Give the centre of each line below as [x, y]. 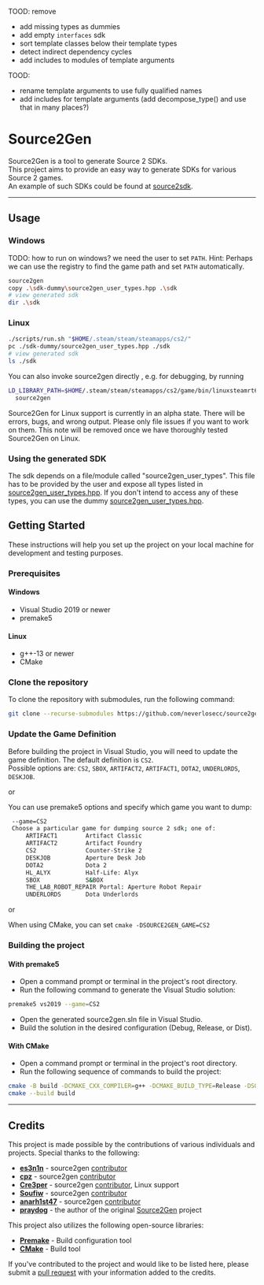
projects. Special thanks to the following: [74, 1153]
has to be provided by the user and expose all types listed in [106, 484]
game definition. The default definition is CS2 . [81, 759]
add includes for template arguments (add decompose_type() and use [133, 99]
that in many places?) [54, 107]
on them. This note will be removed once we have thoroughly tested [118, 429]
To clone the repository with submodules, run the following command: [121, 700]
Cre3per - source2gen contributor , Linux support [99, 1184]
